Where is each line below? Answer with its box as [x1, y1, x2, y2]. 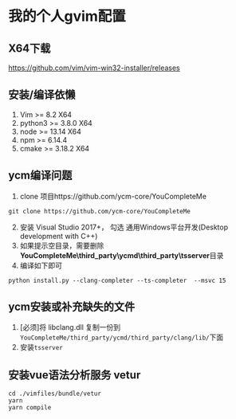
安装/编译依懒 [8, 88, 76, 102]
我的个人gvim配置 [8, 7, 126, 25]
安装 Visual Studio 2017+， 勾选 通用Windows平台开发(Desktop [19, 222, 229, 232]
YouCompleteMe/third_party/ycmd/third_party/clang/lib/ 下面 [19, 332, 224, 343]
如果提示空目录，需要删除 [19, 241, 104, 250]
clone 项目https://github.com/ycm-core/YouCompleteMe [19, 191, 207, 201]
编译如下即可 [19, 260, 62, 270]
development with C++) [19, 231, 98, 241]
